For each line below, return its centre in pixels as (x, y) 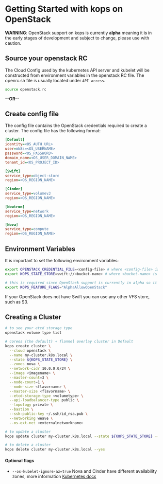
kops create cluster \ (28, 346)
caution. (13, 43)
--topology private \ (31, 405)
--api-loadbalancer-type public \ (44, 400)
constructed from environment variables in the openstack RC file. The (75, 75)
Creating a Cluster (33, 317)
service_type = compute (27, 229)
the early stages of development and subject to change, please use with (77, 38)
